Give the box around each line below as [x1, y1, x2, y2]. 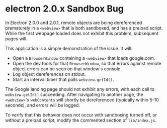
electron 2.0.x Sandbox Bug [5, 3, 124, 15]
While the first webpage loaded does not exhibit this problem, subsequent [5, 30, 158, 36]
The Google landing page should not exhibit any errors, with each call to [5, 86, 155, 92]
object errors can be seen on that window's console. [12, 66, 122, 72]
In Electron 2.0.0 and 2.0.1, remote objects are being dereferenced [5, 20, 142, 26]
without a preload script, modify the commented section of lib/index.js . [5, 117, 157, 123]
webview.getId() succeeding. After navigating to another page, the [5, 91, 143, 97]
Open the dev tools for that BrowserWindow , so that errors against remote [12, 60, 162, 66]
